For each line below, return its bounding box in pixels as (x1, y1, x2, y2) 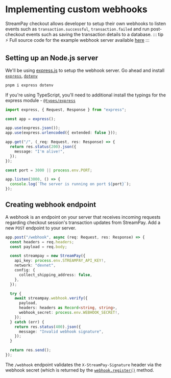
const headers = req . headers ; (10, 239, 74, 244)
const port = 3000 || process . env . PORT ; (5, 167, 93, 173)
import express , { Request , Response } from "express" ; (5, 107, 127, 112)
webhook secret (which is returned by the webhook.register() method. (5, 367, 154, 373)
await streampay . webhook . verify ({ (14, 296, 88, 301)
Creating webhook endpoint (5, 200, 96, 209)
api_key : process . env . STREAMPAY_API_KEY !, (14, 258, 106, 263)
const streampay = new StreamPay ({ (10, 254, 86, 259)
